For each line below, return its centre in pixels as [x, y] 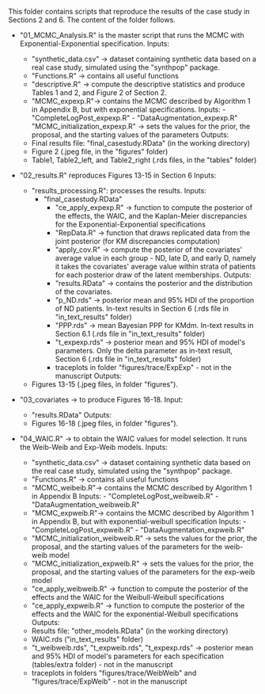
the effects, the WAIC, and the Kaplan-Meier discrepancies [151, 216]
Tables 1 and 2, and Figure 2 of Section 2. [99, 93]
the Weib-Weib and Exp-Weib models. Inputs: [93, 447]
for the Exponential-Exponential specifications [130, 224]
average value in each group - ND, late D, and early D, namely [156, 258]
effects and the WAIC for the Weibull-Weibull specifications [128, 597]
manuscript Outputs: [89, 376]
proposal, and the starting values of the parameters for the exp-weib [143, 572]
